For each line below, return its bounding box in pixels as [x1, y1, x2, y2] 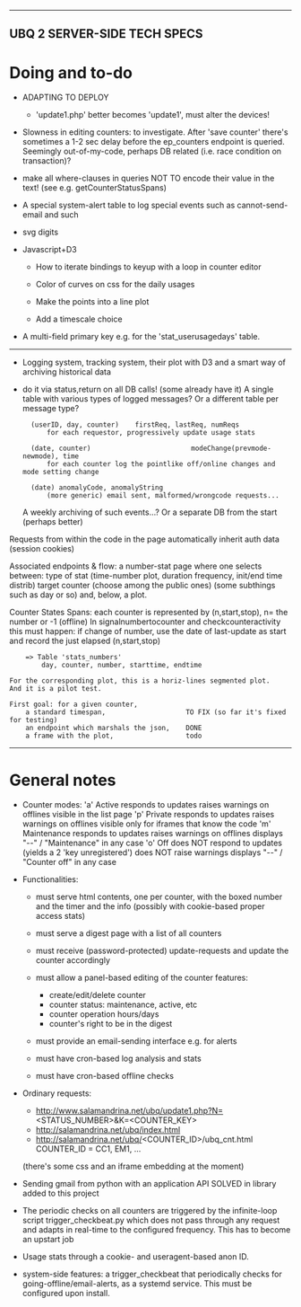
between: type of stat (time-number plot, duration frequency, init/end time [9, 570, 283, 581]
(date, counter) [30, 444, 91, 454]
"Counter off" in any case [21, 857, 116, 868]
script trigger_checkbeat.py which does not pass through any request [21, 1214, 280, 1226]
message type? [21, 403, 80, 414]
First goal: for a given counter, [9, 700, 139, 710]
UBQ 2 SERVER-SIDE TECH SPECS [9, 26, 203, 41]
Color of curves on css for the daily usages [35, 279, 195, 290]
